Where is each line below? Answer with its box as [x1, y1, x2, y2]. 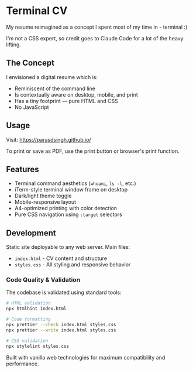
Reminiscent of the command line [14, 85, 95, 92]
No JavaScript [14, 104, 49, 111]
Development [6, 228, 57, 238]
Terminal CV [6, 4, 68, 18]
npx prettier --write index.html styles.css [6, 327, 116, 333]
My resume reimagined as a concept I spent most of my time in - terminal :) [6, 23, 188, 30]
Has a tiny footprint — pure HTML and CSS [14, 97, 119, 104]
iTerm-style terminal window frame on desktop [14, 186, 128, 193]
